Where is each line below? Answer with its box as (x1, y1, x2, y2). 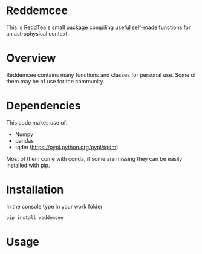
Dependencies (6, 99, 81, 112)
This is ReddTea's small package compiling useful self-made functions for (6, 24, 191, 31)
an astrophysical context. (6, 30, 70, 37)
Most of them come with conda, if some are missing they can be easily (6, 155, 183, 162)
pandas (15, 137, 34, 144)
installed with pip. (6, 161, 50, 169)
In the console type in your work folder (6, 203, 103, 210)
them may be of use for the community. (6, 77, 105, 85)
